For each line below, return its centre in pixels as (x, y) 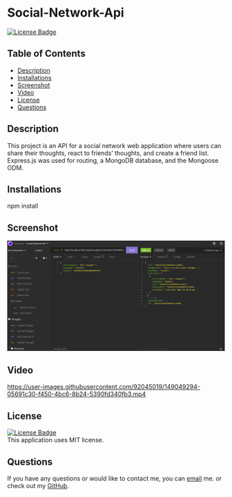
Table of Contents (47, 54)
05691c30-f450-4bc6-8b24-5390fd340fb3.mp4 (77, 394)
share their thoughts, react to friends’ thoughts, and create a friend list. (108, 153)
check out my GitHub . (38, 486)
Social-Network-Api (66, 13)
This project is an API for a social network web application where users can (114, 145)
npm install (23, 206)
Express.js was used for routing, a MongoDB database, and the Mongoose (113, 160)
